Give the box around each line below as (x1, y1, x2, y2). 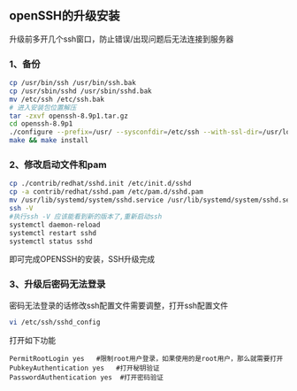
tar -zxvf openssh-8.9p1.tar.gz (9, 111, 128, 120)
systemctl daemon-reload (9, 220, 101, 229)
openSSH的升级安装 (9, 8, 120, 24)
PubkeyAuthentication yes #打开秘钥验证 (9, 364, 160, 372)
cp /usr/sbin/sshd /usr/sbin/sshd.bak (9, 87, 152, 96)
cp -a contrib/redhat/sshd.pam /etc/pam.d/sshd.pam (9, 188, 203, 196)
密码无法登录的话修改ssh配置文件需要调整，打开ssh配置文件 (9, 300, 229, 310)
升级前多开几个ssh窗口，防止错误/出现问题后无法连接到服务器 (9, 34, 234, 44)
